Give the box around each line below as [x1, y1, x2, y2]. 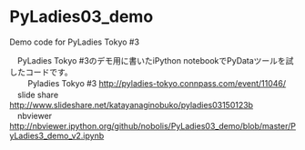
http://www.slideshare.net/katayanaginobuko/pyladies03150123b [9, 99, 253, 110]
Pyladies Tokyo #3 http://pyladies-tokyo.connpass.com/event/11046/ [26, 77, 287, 88]
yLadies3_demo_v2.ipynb [9, 130, 105, 141]
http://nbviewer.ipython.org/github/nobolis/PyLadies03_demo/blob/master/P [9, 120, 296, 131]
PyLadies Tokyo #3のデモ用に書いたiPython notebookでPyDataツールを [16, 55, 287, 65]
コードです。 [25, 66, 73, 77]
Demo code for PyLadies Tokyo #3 [9, 36, 139, 47]
